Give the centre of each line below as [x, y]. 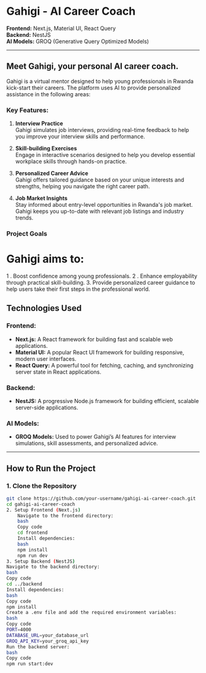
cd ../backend [25, 584]
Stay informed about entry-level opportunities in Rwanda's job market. [104, 205]
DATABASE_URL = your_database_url [48, 635]
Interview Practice [39, 123]
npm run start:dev [30, 664]
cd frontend [32, 533]
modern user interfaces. [46, 359]
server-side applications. [47, 407]
